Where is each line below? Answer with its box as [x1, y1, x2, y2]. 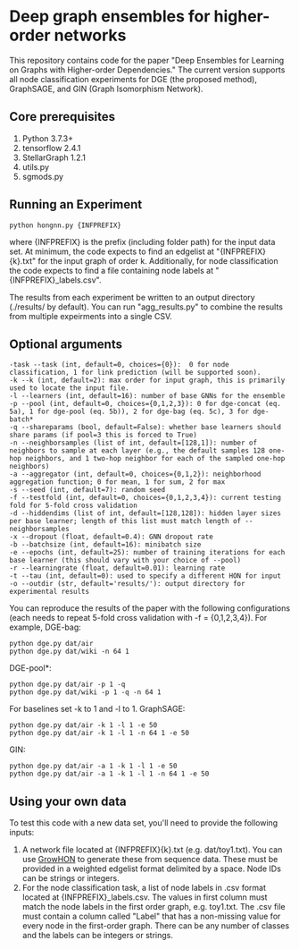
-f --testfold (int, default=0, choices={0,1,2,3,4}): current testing [9, 494, 281, 503]
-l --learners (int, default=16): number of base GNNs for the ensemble [9, 392, 286, 401]
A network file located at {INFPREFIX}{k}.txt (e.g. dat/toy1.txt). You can [21, 844, 283, 855]
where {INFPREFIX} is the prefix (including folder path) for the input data [9, 236, 276, 247]
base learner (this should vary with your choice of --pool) [9, 556, 242, 565]
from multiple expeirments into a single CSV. [9, 310, 172, 321]
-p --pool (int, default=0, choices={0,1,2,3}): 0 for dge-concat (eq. [9, 400, 281, 409]
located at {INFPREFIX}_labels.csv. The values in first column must [21, 892, 268, 902]
